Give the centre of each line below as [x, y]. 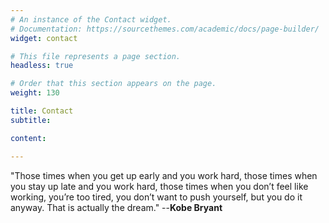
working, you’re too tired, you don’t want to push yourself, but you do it [156, 197]
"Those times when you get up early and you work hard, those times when [164, 175]
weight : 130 [35, 93]
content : [28, 138]
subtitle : [31, 120]
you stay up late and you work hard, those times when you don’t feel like [159, 186]
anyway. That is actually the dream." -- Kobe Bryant [116, 207]
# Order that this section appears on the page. [113, 84]
